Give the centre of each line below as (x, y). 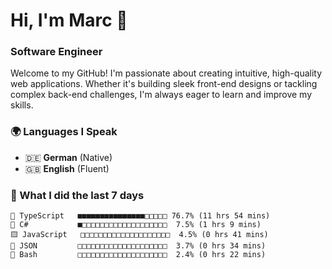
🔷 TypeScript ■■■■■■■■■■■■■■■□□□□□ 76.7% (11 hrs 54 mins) (140, 216)
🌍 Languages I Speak (64, 132)
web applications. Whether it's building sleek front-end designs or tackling (164, 84)
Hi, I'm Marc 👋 (69, 20)
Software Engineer (56, 52)
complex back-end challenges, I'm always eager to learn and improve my (161, 95)
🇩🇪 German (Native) (68, 157)
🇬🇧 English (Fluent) (67, 168)
